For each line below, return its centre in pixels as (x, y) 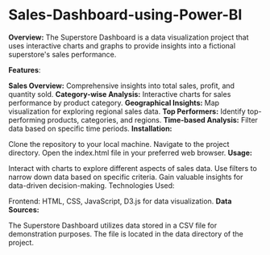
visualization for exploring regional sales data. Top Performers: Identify (127, 111)
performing (27, 119)
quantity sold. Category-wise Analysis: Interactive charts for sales (120, 94)
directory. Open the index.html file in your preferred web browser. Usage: (130, 153)
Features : (25, 69)
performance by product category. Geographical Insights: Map (114, 102)
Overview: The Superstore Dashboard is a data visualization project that (129, 37)
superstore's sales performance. (62, 54)
